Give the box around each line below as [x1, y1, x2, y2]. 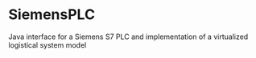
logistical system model [8, 40, 87, 49]
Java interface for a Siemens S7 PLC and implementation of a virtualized [8, 32, 249, 41]
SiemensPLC [8, 6, 95, 24]
